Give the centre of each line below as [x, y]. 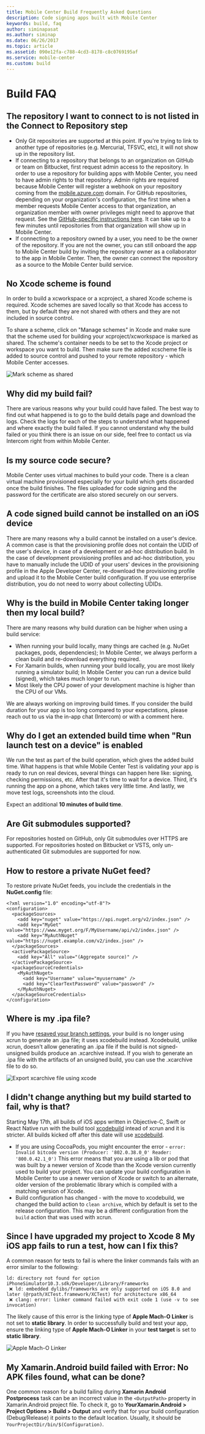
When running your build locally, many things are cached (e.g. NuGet [102, 646]
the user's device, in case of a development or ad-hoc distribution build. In [100, 551]
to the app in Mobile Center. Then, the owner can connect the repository [106, 258]
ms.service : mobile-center [41, 58]
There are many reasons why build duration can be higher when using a [97, 627]
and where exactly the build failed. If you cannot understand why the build [100, 428]
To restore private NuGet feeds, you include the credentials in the [89, 886]
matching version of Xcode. [50, 1191]
